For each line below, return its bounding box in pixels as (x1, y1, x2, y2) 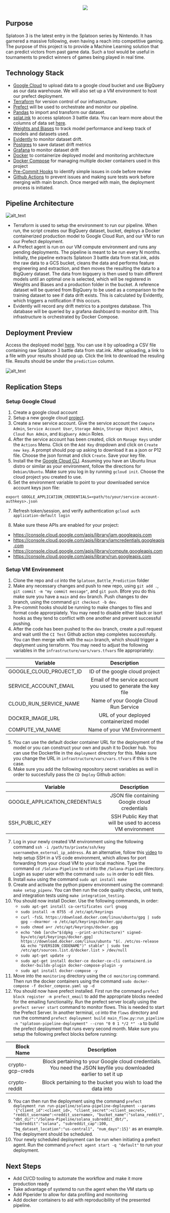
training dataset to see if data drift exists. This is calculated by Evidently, (13, 292, 163, 298)
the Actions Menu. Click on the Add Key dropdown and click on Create (13, 441, 158, 448)
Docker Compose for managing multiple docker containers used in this (13, 158, 160, 164)
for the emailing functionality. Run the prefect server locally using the (13, 999, 157, 1005)
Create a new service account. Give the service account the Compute (13, 420, 155, 426)
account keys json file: (13, 484, 60, 491)
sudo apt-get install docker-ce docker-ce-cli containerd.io (20, 959, 152, 964)
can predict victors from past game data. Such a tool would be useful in (6, 49, 154, 55)
